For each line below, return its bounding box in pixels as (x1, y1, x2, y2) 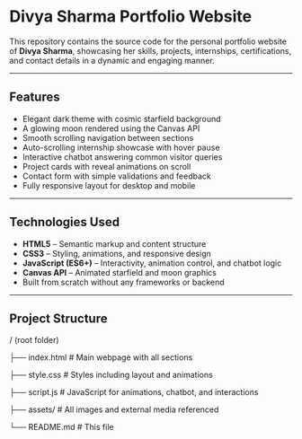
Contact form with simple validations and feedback (22, 171, 211, 181)
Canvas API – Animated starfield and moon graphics (22, 267, 218, 277)
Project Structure (9, 311, 108, 326)
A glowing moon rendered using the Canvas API (22, 123, 200, 134)
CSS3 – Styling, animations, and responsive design (22, 248, 211, 259)
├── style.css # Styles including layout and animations (9, 370, 213, 381)
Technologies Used (9, 215, 120, 230)
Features (9, 90, 60, 105)
